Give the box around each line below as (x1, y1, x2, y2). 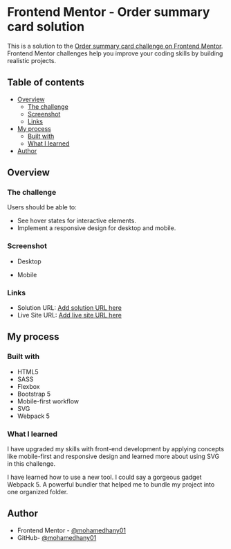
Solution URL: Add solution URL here (17, 304, 122, 312)
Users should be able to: (7, 203, 77, 211)
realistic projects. (7, 56, 57, 64)
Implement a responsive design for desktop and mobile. (17, 224, 176, 232)
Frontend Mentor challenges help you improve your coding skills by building (7, 49, 223, 58)
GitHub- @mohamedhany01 (17, 533, 97, 541)
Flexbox (17, 382, 40, 390)
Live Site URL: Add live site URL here (17, 311, 122, 320)
